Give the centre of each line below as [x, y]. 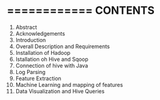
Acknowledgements [40, 33]
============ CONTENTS [81, 11]
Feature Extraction [38, 78]
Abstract [26, 27]
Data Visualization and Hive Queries [60, 91]
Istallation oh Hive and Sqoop [52, 59]
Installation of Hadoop [43, 52]
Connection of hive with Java [52, 65]
